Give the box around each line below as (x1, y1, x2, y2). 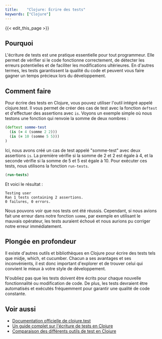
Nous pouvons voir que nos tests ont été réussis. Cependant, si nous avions (5, 208, 157, 214)
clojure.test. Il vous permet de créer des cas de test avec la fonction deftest (5, 105, 158, 111)
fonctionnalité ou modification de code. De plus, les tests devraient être (5, 280, 148, 286)
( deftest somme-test (5, 125, 47, 130)
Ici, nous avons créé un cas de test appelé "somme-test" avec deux (5, 147, 141, 153)
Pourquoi (5, 39, 33, 47)
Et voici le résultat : (5, 181, 43, 187)
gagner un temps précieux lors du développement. (5, 73, 106, 79)
